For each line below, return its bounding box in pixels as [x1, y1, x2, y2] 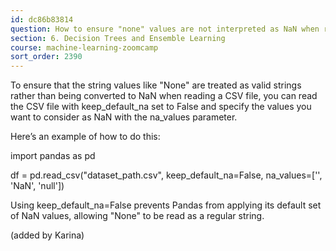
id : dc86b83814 [10, 14, 74, 25]
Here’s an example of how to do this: [10, 131, 161, 143]
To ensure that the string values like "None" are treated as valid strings [10, 79, 302, 91]
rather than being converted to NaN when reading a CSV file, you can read [10, 90, 318, 102]
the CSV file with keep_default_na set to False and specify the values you [10, 101, 312, 113]
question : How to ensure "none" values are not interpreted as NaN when [10, 24, 320, 34]
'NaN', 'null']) [10, 180, 65, 192]
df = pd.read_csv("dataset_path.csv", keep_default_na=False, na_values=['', [10, 169, 323, 181]
